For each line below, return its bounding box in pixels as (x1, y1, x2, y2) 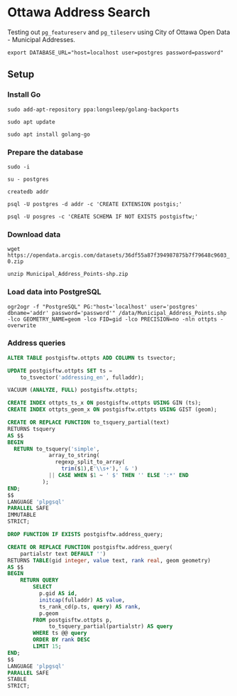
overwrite (7, 321, 37, 329)
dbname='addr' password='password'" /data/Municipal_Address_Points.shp (7, 309, 227, 316)
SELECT (33, 584, 53, 591)
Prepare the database (7, 147, 84, 157)
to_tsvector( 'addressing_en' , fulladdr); (20, 374, 144, 381)
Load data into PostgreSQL (7, 287, 101, 297)
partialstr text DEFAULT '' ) (20, 550, 106, 557)
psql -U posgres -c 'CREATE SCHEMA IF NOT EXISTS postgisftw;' (7, 213, 199, 220)
